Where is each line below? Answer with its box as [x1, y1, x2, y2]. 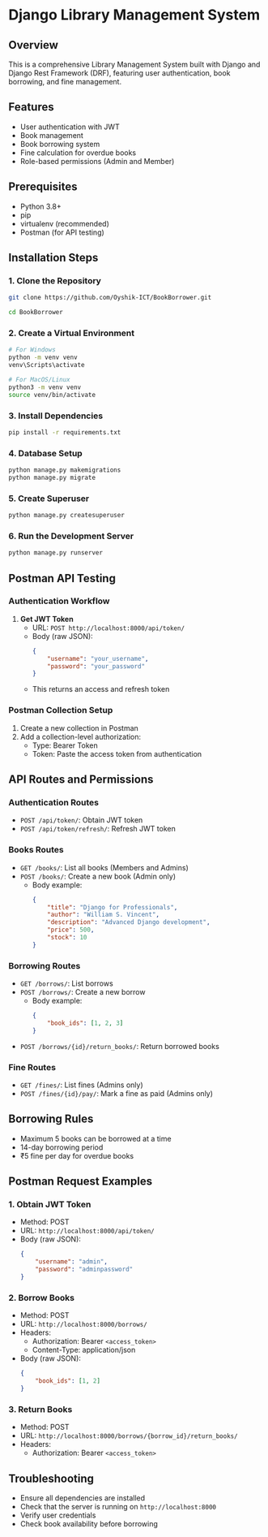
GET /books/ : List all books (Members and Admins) [19, 862, 189, 872]
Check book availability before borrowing [19, 1519, 158, 1529]
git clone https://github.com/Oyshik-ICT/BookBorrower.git [8, 294, 212, 302]
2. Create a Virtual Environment [8, 327, 135, 339]
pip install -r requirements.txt [8, 428, 121, 436]
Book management [19, 130, 83, 140]
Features [8, 100, 54, 114]
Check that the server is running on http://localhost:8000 [19, 1502, 217, 1512]
